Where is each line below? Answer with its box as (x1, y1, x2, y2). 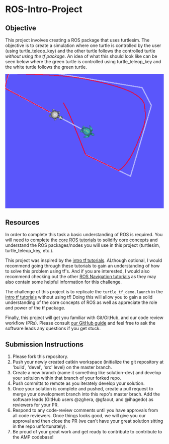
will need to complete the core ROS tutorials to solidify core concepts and (5, 237, 158, 243)
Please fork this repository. (12, 353, 69, 360)
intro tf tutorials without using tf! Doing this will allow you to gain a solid (5, 294, 153, 300)
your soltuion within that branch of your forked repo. (12, 375, 122, 381)
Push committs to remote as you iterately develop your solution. (12, 380, 145, 386)
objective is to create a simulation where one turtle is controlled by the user (5, 42, 161, 49)
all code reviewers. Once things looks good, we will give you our (12, 413, 146, 419)
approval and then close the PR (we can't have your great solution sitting (12, 418, 163, 424)
